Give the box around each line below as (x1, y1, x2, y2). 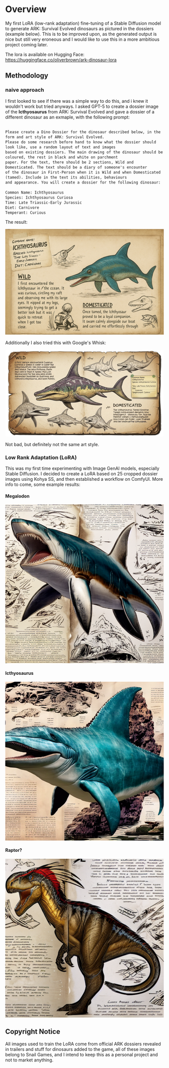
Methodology (5, 72, 49, 80)
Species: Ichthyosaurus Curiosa (5, 195, 73, 200)
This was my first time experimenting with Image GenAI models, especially (5, 465, 159, 472)
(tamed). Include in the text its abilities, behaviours (5, 175, 127, 180)
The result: (5, 219, 28, 225)
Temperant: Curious (5, 210, 46, 215)
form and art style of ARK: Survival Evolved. (5, 135, 105, 140)
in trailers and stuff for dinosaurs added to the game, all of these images (5, 1046, 155, 1052)
